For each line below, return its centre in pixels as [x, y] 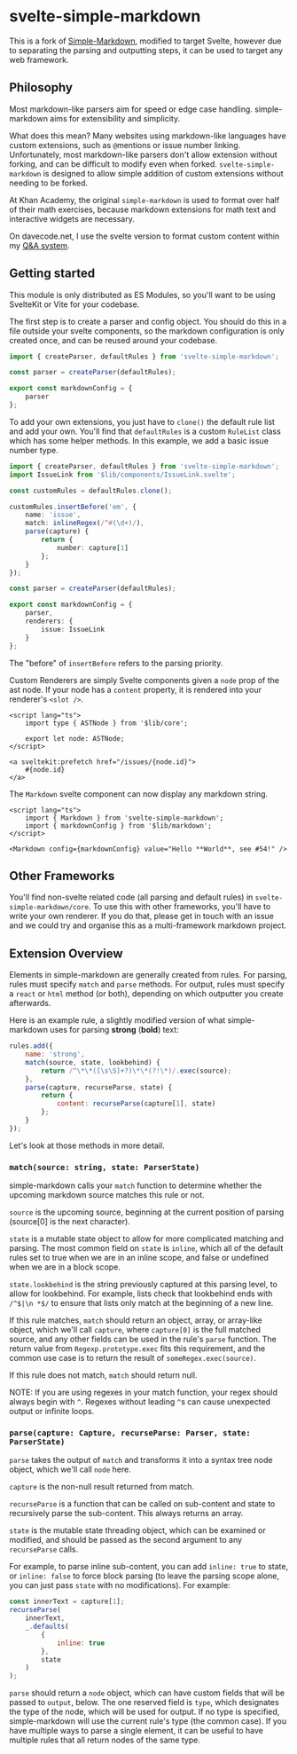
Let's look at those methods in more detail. [87, 1145]
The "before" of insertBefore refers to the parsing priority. [116, 663]
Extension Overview [66, 953]
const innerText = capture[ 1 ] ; [67, 1602]
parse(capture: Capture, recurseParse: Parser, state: [130, 1433]
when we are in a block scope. [65, 1267]
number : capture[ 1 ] [92, 547]
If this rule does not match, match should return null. [103, 1375]
